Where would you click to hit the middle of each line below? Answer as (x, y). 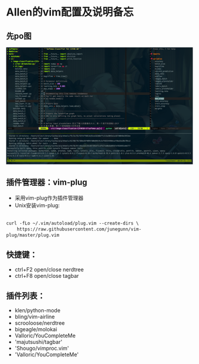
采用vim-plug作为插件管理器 (49, 198)
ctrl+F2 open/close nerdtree (49, 269)
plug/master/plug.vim (33, 235)
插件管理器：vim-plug (47, 183)
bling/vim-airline (35, 317)
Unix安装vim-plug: (37, 205)
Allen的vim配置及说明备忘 (70, 12)
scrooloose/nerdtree (40, 323)
